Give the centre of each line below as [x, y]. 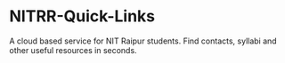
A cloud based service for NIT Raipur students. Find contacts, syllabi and [143, 41]
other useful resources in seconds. [73, 50]
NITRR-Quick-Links [82, 16]
